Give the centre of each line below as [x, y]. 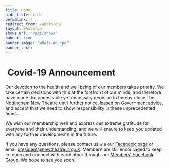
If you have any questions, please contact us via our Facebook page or [79, 144]
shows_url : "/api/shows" [31, 33]
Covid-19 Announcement [61, 73]
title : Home [18, 10]
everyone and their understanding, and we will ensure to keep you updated [84, 129]
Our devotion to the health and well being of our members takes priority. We [85, 87]
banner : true [19, 38]
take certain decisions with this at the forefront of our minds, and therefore [83, 92]
